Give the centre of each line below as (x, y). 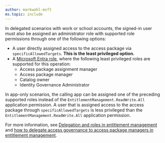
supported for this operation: (41, 64)
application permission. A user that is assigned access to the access (75, 105)
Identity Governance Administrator (55, 85)
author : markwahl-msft (28, 10)
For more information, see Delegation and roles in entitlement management (81, 125)
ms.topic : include (24, 14)
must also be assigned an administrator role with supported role (70, 33)
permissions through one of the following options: (56, 39)
